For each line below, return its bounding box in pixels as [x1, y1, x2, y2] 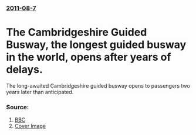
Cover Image [14, 123, 46, 130]
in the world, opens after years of [6, 51, 171, 64]
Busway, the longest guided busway [6, 38, 187, 51]
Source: [6, 103, 29, 111]
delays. [6, 63, 43, 77]
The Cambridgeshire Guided [6, 26, 147, 39]
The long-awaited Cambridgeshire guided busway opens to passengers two [6, 82, 191, 89]
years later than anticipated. [6, 88, 74, 95]
